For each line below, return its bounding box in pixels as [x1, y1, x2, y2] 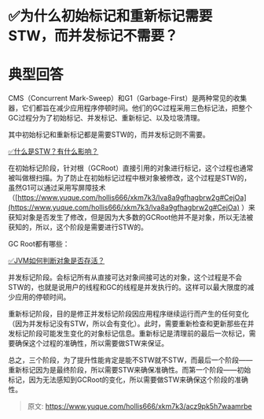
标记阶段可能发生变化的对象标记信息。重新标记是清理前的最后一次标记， [14, 328, 249, 339]
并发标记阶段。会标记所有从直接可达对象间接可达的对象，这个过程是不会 [8, 273, 242, 282]
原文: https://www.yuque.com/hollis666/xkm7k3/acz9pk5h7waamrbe [27, 402, 253, 411]
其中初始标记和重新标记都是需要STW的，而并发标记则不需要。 [8, 130, 210, 139]
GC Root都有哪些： [8, 239, 70, 249]
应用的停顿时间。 [14, 292, 71, 302]
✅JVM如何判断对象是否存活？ [8, 256, 105, 265]
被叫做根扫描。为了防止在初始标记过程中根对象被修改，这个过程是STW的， [8, 173, 251, 183]
